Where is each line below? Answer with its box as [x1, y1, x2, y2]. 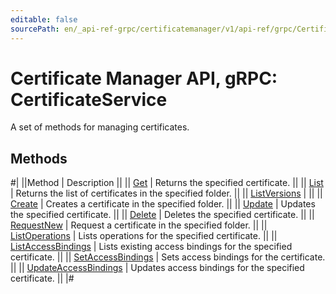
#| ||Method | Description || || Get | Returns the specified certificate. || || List [10, 177, 324, 189]
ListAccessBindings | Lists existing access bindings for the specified [10, 241, 293, 253]
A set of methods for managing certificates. [10, 121, 190, 133]
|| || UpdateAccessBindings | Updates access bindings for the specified [10, 262, 305, 274]
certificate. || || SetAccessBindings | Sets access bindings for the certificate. [10, 251, 326, 263]
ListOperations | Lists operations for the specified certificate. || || [10, 230, 278, 242]
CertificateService [10, 88, 168, 111]
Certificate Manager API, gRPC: [10, 67, 278, 90]
